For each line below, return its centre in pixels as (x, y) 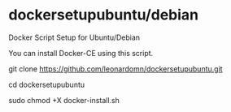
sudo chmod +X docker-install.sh (64, 100)
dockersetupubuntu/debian (104, 15)
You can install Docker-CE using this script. (81, 53)
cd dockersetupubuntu (47, 84)
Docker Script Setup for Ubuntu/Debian (74, 37)
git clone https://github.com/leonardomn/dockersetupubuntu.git (115, 69)
